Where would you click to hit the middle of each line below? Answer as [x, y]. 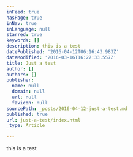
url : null [24, 97]
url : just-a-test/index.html [44, 120]
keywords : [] [23, 40]
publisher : [20, 80]
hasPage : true [25, 18]
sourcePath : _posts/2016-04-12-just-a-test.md [67, 108]
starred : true [25, 35]
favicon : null [30, 103]
